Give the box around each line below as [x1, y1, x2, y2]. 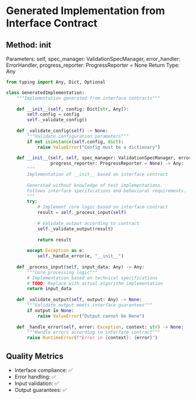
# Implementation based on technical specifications [27, 275, 158, 281]
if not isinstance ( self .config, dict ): [27, 139, 124, 145]
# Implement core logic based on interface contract [37, 204, 168, 210]
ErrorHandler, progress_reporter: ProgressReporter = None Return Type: [6, 62, 180, 69]
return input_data [27, 286, 72, 292]
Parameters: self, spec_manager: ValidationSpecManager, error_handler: [6, 56, 181, 62]
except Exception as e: [27, 248, 85, 254]
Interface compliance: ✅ [14, 366, 73, 373]
